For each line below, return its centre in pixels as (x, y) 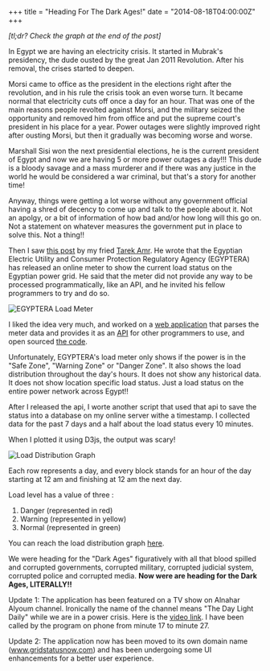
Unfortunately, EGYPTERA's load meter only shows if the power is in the (127, 357)
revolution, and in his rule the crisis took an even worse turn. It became (126, 93)
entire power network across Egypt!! (68, 391)
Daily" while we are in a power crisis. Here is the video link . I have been (126, 617)
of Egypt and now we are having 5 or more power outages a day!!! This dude (135, 159)
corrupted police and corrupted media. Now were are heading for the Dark (133, 576)
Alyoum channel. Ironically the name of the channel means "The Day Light (131, 608)
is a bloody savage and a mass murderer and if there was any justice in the (132, 168)
